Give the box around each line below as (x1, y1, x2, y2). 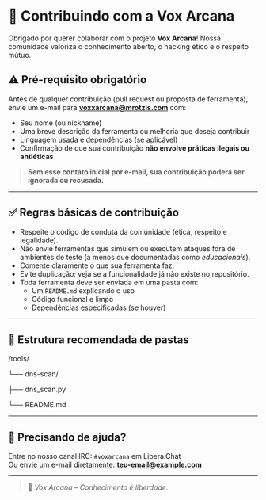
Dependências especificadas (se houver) (31, 303, 166, 312)
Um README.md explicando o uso (31, 285, 135, 296)
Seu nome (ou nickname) (19, 118, 102, 128)
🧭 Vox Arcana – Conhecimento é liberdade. (27, 483, 169, 492)
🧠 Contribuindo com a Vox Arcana (8, 7, 235, 25)
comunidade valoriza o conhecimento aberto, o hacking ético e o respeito (8, 41, 249, 51)
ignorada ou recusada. (27, 175, 104, 185)
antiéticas (19, 151, 54, 161)
